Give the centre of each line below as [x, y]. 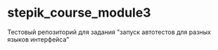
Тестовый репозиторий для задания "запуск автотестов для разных [109, 32]
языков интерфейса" [38, 39]
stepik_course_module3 [79, 13]
